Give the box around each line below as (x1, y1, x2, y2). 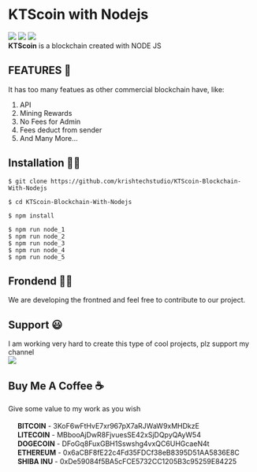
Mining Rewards (19, 108, 73, 117)
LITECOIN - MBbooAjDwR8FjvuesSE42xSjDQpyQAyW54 (17, 430, 201, 439)
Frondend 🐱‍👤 (8, 274, 73, 288)
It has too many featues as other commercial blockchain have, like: (8, 84, 225, 94)
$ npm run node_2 (8, 232, 65, 240)
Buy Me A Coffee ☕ (8, 379, 104, 392)
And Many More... (19, 133, 78, 143)
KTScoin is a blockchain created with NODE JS (8, 41, 162, 50)
